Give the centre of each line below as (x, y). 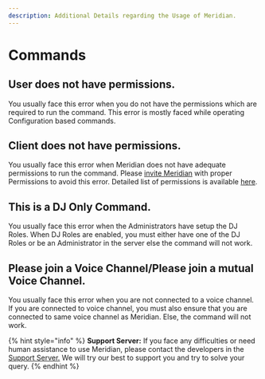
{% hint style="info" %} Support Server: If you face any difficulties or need (132, 341)
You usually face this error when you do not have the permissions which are (132, 104)
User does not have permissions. (92, 85)
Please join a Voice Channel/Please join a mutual (131, 268)
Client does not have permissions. (95, 146)
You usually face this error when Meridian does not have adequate (117, 165)
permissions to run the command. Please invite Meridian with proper (120, 173)
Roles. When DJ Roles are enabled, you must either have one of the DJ (125, 235)
